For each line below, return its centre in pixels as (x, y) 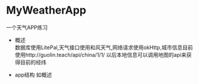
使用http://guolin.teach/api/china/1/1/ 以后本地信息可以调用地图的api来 (101, 54)
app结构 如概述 (33, 75)
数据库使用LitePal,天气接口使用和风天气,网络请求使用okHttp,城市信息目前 (104, 47)
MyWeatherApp (46, 10)
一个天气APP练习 (27, 27)
